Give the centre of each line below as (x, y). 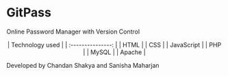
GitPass (29, 13)
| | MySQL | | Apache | (114, 52)
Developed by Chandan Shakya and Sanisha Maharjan (83, 65)
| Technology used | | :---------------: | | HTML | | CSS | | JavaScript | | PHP (114, 45)
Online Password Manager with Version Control (73, 31)
